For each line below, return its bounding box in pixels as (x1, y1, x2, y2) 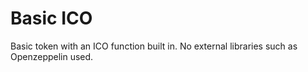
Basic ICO (10, 7, 93, 30)
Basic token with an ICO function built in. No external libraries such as (10, 40, 298, 52)
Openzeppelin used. (10, 50, 94, 62)
